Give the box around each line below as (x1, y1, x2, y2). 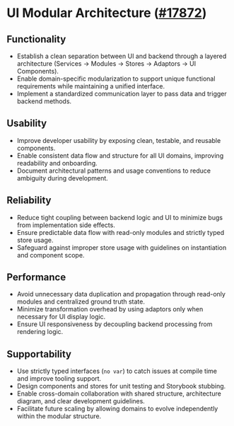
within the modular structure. (16, 412, 102, 420)
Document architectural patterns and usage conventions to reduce (16, 166, 211, 175)
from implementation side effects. (16, 221, 116, 229)
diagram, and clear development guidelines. (16, 397, 146, 405)
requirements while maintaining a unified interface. (16, 82, 165, 90)
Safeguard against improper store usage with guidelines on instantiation (16, 243, 227, 252)
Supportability (6, 348, 72, 360)
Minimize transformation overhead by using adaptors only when (16, 305, 204, 313)
